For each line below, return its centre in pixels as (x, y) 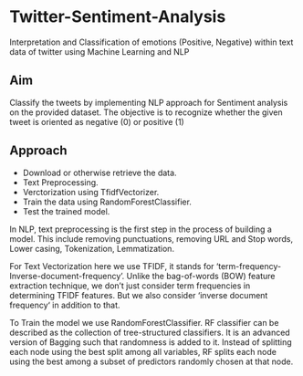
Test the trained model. (66, 211)
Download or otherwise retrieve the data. (99, 172)
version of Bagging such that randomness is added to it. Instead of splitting (151, 342)
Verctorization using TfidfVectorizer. (91, 192)
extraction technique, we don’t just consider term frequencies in (130, 286)
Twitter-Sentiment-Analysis (118, 17)
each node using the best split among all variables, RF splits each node (143, 351)
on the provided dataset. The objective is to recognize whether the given (146, 112)
